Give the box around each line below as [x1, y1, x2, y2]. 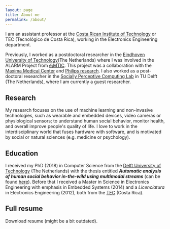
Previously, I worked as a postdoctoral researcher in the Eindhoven [5, 52, 145, 58]
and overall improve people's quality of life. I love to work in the [5, 123, 138, 130]
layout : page [5, 7, 33, 13]
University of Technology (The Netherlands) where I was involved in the [5, 57, 154, 63]
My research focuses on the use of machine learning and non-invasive [5, 107, 153, 113]
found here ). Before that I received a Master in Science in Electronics [5, 179, 150, 185]
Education [5, 149, 39, 158]
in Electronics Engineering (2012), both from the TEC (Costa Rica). [5, 190, 144, 195]
